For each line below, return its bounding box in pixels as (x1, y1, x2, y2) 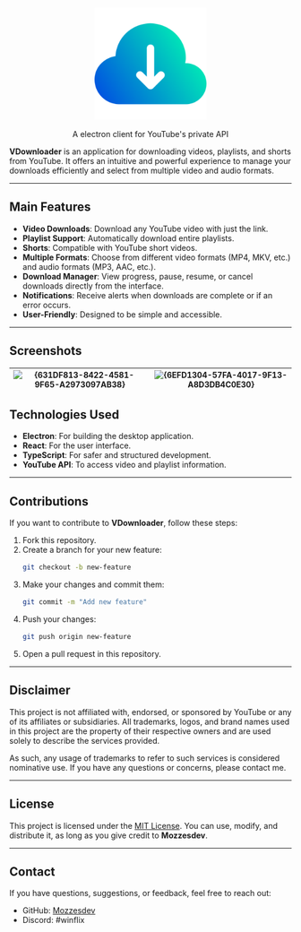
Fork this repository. (21, 535, 97, 546)
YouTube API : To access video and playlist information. (21, 460, 227, 470)
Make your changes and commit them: (21, 579, 165, 590)
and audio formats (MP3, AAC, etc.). (21, 261, 157, 272)
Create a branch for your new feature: (21, 545, 163, 556)
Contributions (9, 494, 89, 509)
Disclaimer (9, 683, 71, 698)
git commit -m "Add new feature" (21, 598, 148, 607)
